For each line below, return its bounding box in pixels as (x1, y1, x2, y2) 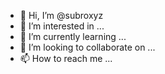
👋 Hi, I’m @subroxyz (19, 10, 104, 21)
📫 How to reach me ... (19, 53, 113, 64)
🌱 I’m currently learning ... (19, 31, 127, 42)
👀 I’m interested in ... (19, 20, 105, 32)
